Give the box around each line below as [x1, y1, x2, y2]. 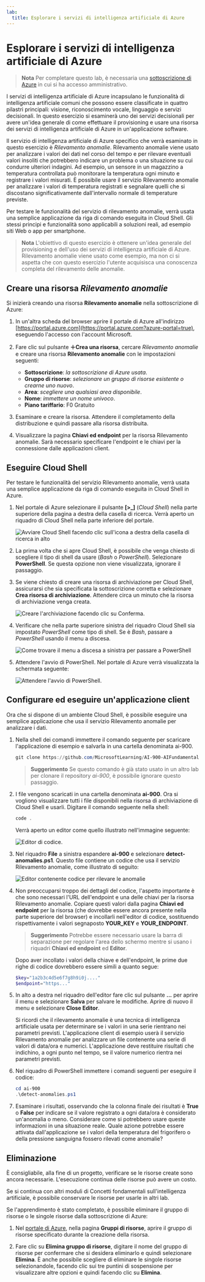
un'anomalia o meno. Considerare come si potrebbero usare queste [15, 1116, 186, 1123]
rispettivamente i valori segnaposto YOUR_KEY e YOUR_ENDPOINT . [15, 919, 188, 927]
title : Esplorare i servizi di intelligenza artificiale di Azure [12, 15, 185, 21]
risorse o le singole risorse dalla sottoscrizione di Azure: [6, 1212, 148, 1219]
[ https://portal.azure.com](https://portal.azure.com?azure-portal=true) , [15, 324, 195, 332]
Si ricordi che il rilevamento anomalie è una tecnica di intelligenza [15, 1016, 181, 1024]
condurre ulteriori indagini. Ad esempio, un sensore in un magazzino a [6, 163, 184, 171]
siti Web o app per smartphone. [6, 228, 86, 235]
